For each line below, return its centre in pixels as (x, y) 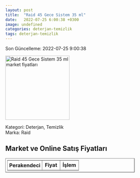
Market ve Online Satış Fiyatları (56, 149)
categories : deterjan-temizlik (39, 29)
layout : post (19, 10)
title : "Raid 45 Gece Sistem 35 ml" (46, 15)
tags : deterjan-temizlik (32, 34)
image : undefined (24, 24)
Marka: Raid (18, 132)
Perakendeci (25, 165)
